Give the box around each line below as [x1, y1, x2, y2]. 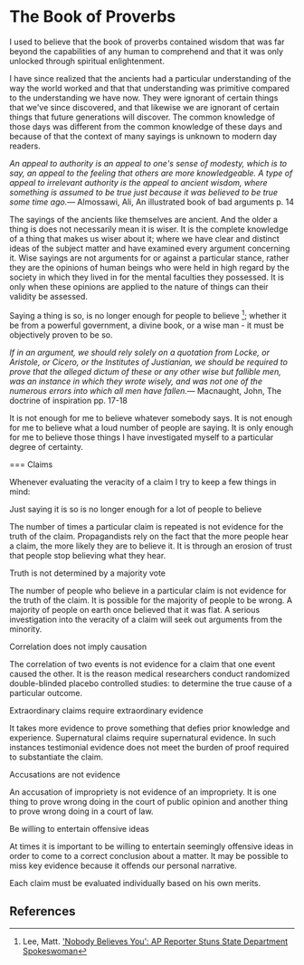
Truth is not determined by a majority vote [9, 568, 166, 578]
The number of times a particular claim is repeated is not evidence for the [9, 521, 284, 531]
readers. [9, 140, 41, 151]
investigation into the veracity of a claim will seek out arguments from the [9, 614, 283, 625]
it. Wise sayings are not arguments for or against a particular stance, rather [9, 252, 290, 263]
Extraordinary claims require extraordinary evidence [9, 704, 204, 716]
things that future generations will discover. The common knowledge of [9, 111, 276, 122]
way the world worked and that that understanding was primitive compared [9, 82, 290, 93]
